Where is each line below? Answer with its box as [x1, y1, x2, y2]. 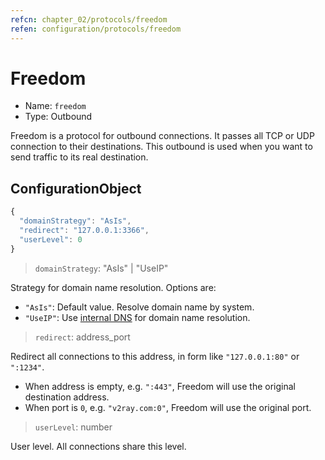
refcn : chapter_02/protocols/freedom [10, 14, 168, 25]
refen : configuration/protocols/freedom [10, 24, 182, 34]
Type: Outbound [24, 111, 93, 123]
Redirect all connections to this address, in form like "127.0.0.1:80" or [10, 350, 300, 362]
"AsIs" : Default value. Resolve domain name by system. [24, 301, 255, 313]
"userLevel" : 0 [19, 234, 83, 245]
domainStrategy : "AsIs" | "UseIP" [34, 262, 169, 274]
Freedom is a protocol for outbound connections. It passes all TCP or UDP [10, 130, 315, 142]
